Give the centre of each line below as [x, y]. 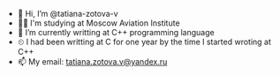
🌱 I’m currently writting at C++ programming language [116, 32]
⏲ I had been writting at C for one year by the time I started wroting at [144, 42]
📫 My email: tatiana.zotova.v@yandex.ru [92, 61]
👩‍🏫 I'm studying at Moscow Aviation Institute [98, 23]
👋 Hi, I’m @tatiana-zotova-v [68, 14]
